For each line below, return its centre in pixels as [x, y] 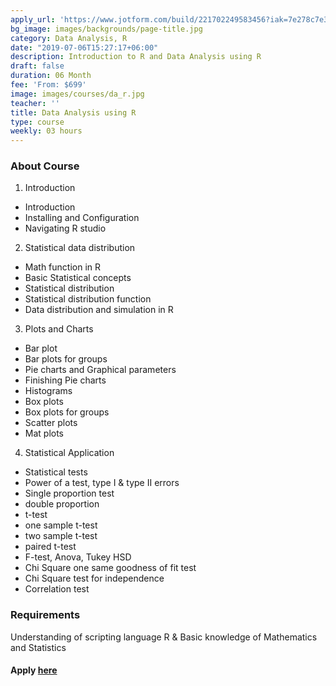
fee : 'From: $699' [48, 85]
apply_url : [33, 19]
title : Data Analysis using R [73, 112]
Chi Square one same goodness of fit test [110, 568]
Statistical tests [56, 472]
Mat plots [44, 433]
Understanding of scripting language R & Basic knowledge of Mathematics [164, 637]
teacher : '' [35, 103]
